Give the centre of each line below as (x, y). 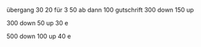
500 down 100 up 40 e (39, 36)
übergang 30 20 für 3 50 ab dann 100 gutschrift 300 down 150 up (101, 10)
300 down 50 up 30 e (37, 23)
